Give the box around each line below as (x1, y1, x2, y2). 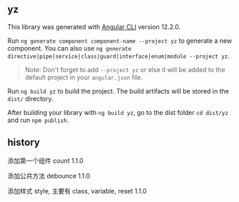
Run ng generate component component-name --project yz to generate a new (7, 36, 233, 45)
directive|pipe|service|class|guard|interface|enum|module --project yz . (7, 51, 230, 60)
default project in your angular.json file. (24, 73, 143, 81)
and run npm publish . (7, 116, 69, 124)
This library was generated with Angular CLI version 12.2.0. (7, 22, 181, 31)
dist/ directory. (7, 94, 54, 103)
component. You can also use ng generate (7, 44, 132, 52)
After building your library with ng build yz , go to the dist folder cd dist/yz (7, 108, 228, 116)
